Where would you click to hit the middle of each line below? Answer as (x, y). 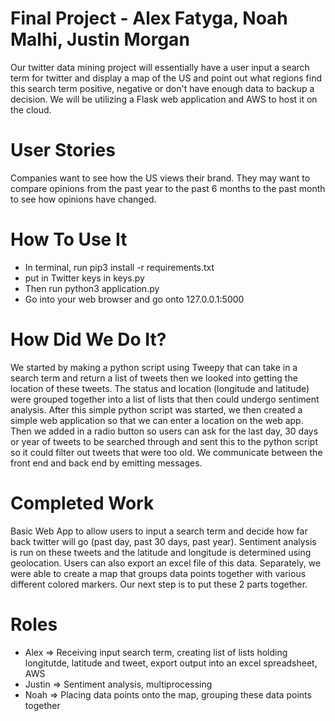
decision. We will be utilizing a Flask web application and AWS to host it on (164, 99)
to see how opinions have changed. (83, 199)
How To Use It (69, 239)
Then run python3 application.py (92, 288)
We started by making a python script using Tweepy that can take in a (154, 367)
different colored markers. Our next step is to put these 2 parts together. (159, 584)
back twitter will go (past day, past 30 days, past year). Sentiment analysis (163, 541)
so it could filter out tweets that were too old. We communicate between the (166, 452)
